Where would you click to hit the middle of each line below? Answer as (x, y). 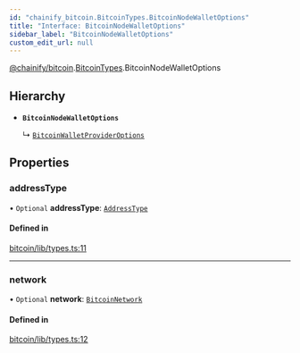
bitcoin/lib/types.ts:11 (48, 248)
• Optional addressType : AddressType (79, 207)
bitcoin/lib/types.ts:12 (49, 340)
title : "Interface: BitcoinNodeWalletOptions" (97, 26)
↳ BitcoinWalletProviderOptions (83, 135)
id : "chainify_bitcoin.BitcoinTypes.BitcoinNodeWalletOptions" (129, 17)
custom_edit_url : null (51, 42)
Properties (39, 163)
